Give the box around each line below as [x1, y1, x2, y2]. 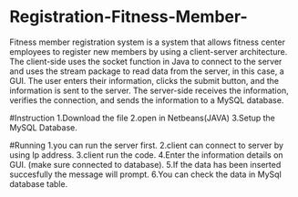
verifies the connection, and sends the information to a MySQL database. [9, 94, 284, 106]
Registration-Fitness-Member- [9, 6, 248, 27]
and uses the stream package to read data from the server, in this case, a [9, 66, 284, 77]
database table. [9, 178, 68, 189]
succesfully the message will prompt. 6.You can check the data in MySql [9, 169, 283, 180]
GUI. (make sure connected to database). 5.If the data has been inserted [9, 159, 282, 170]
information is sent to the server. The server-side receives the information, [9, 85, 289, 96]
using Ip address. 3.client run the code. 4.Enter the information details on [9, 149, 284, 161]
